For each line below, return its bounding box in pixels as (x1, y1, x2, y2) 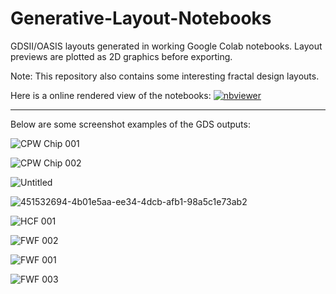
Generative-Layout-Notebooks (10, 7, 272, 30)
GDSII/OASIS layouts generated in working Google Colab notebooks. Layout (10, 40, 323, 52)
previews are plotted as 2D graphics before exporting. (10, 50, 233, 62)
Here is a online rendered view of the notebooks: (10, 89, 212, 101)
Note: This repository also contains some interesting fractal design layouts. (10, 70, 320, 82)
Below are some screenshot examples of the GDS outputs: (10, 118, 251, 130)
